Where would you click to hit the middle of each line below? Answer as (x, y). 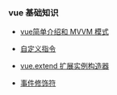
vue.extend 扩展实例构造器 (65, 66)
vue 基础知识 (33, 12)
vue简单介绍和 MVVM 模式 (64, 32)
